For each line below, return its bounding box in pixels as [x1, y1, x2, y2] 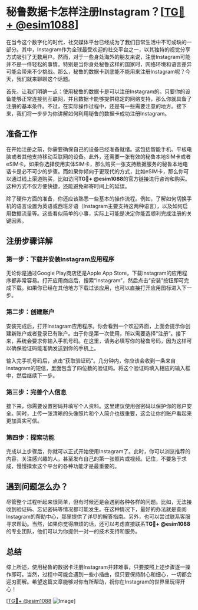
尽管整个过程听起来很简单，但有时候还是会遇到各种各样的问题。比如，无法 [6, 499, 187, 506]
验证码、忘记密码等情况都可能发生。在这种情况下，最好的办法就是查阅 [16, 506, 187, 513]
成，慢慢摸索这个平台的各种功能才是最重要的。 [6, 463, 120, 470]
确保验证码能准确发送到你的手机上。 [11, 344, 99, 351]
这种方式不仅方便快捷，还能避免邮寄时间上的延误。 [6, 182, 130, 189]
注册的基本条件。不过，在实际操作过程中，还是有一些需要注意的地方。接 [6, 103, 181, 110]
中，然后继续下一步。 [6, 372, 58, 379]
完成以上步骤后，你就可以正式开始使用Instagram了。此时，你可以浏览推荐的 [6, 448, 190, 455]
